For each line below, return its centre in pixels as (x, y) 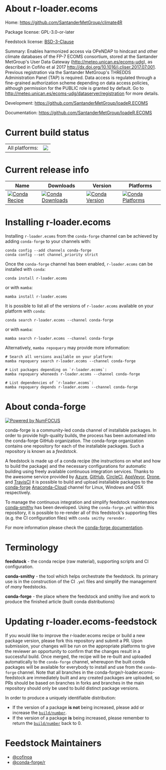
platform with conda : (25, 311)
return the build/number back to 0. (47, 723)
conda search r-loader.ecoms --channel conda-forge (59, 320)
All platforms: (23, 148)
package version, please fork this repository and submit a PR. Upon (74, 641)
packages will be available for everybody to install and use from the (74, 667)
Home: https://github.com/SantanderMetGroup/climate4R (64, 22)
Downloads (62, 186)
